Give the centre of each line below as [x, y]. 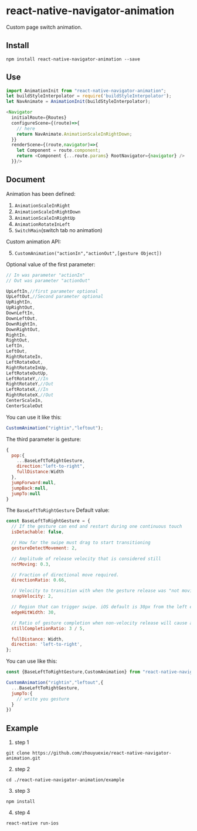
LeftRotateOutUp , [27, 373]
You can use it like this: [34, 417]
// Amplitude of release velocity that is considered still [86, 559]
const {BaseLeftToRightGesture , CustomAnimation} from [73, 672]
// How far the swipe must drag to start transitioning [81, 542]
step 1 [22, 742]
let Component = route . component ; [59, 150]
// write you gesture [43, 699]
